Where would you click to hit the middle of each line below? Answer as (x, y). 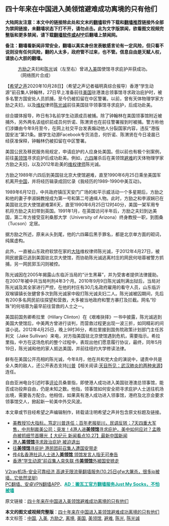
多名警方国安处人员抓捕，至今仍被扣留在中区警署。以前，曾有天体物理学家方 (84, 98)
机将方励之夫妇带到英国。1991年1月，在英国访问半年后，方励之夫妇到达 (79, 211)
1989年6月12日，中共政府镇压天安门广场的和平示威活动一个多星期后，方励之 (84, 192)
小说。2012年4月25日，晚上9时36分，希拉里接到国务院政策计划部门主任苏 (87, 329)
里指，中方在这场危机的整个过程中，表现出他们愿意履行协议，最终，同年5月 (84, 342)
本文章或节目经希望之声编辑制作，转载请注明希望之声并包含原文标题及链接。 (84, 412)
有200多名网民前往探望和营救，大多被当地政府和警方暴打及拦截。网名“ (79, 300)
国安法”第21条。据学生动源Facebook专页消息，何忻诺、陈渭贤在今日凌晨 (80, 134)
